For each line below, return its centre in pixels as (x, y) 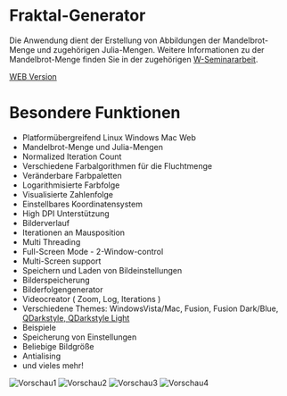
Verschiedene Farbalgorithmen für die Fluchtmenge (117, 165)
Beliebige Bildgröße (58, 346)
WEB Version (33, 76)
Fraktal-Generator (78, 16)
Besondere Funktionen (95, 113)
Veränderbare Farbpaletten (72, 175)
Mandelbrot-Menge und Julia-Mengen (92, 147)
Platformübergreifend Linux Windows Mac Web (109, 137)
